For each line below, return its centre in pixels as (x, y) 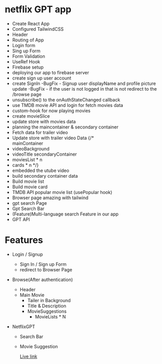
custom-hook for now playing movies (51, 111)
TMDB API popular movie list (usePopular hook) (62, 192)
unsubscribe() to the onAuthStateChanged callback (66, 100)
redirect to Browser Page (46, 269)
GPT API (21, 219)
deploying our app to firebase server (51, 72)
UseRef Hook (26, 61)
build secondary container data (45, 176)
